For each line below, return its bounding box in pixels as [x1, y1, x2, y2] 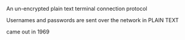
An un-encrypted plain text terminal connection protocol [6, 5, 147, 12]
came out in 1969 [6, 28, 50, 35]
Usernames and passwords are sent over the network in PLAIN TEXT [6, 17, 180, 23]
